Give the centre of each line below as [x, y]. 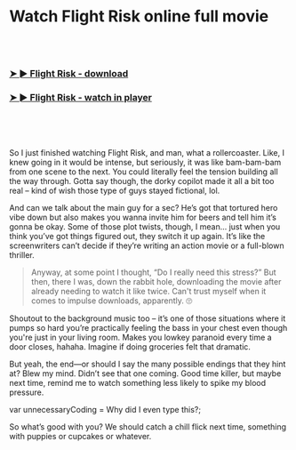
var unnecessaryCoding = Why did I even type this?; [105, 410]
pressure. [27, 392]
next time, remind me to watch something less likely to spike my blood [138, 383]
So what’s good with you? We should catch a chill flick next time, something [148, 427]
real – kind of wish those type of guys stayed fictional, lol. [115, 191]
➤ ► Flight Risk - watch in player [81, 97]
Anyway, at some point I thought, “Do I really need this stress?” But [154, 272]
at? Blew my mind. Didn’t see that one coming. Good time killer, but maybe [145, 374]
